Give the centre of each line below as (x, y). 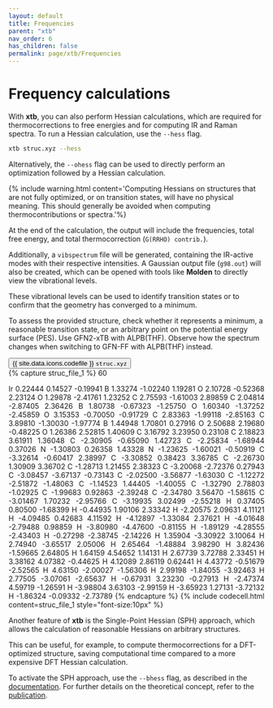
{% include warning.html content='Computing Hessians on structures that (132, 189)
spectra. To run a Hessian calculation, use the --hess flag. (105, 133)
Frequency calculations (89, 94)
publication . (28, 695)
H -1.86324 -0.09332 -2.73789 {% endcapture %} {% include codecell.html (136, 596)
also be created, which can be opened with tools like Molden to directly (128, 271)
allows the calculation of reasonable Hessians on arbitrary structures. (125, 629)
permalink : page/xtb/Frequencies (65, 54)
